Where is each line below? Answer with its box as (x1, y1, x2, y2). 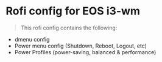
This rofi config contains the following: (20, 24, 118, 31)
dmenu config (14, 36, 50, 43)
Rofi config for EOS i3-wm (5, 4, 141, 18)
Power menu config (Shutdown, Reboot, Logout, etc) (14, 42, 147, 49)
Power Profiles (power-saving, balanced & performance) (14, 48, 157, 55)
